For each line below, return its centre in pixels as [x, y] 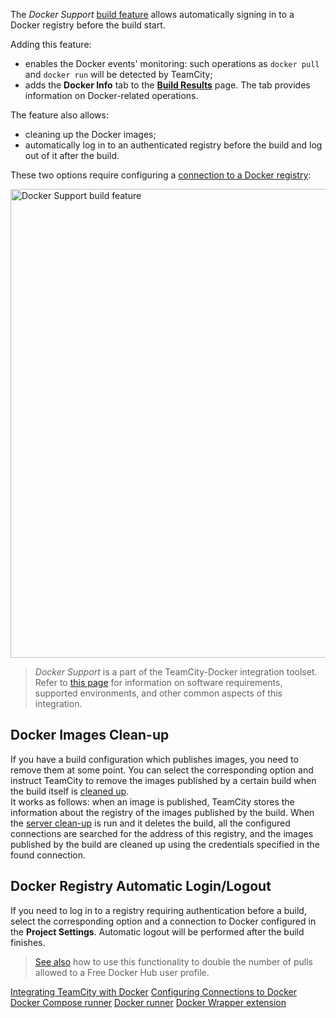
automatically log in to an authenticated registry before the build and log [173, 145]
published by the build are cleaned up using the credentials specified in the [165, 844]
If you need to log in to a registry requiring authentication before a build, [158, 910]
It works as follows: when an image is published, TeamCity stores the [152, 801]
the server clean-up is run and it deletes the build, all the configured [150, 823]
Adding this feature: [51, 44]
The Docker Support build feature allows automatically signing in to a [152, 14]
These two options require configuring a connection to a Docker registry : [161, 175]
